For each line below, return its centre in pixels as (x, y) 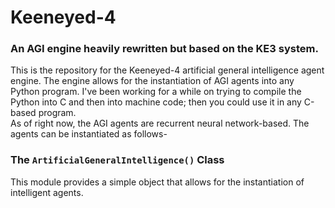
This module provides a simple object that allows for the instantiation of (157, 182)
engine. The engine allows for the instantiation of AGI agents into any (152, 81)
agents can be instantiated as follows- (89, 134)
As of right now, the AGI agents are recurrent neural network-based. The (160, 123)
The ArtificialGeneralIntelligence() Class (117, 160)
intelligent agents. (47, 192)
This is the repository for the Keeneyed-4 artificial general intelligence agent (167, 70)
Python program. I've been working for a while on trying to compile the (156, 92)
